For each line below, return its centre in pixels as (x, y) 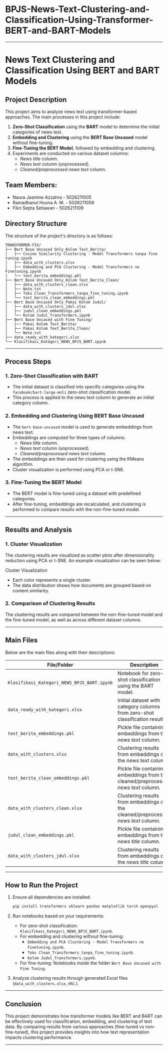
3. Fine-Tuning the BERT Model (43, 482)
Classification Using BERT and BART (82, 71)
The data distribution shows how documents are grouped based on (82, 585)
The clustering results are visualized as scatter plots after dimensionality (80, 555)
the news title (133, 862)
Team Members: (31, 185)
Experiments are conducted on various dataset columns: (70, 153)
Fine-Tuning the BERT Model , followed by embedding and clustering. (84, 148)
